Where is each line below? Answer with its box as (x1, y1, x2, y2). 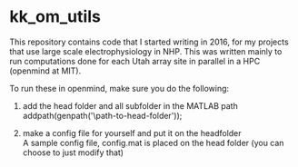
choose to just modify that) (22, 147, 124, 158)
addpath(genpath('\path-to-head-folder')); (22, 110, 183, 121)
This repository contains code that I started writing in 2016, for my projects (9, 36, 289, 47)
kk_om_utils (9, 6, 102, 27)
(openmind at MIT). (9, 65, 82, 76)
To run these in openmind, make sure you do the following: (9, 83, 230, 93)
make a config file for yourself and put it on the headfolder (22, 127, 243, 138)
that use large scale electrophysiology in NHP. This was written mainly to (9, 45, 283, 56)
